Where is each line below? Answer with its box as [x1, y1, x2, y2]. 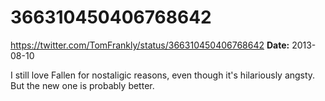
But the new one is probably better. [10, 79, 155, 91]
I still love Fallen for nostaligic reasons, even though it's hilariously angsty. [10, 69, 316, 81]
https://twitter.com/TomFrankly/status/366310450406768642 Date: [10, 39, 290, 51]
